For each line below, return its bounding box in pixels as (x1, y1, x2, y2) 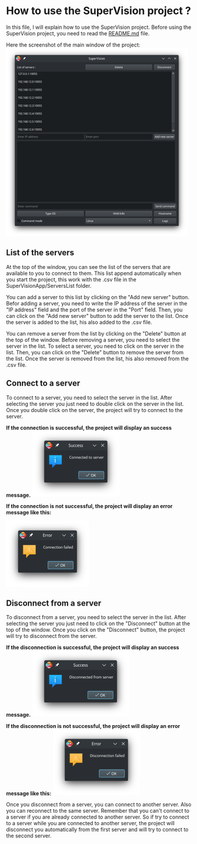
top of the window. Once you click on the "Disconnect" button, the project (6, 626, 185, 633)
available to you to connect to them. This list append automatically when (6, 270, 181, 277)
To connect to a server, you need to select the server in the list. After (6, 394, 172, 401)
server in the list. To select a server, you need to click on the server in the (6, 343, 184, 350)
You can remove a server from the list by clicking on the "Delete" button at (6, 330, 186, 337)
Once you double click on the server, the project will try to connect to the (6, 406, 183, 413)
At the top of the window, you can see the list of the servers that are (6, 263, 171, 270)
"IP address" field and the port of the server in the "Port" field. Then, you (6, 306, 183, 313)
